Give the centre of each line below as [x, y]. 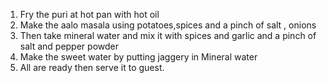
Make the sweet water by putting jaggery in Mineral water [138, 57]
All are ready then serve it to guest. [92, 67]
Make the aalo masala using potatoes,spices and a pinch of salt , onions [168, 25]
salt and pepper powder [69, 46]
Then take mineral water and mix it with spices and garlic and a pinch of [168, 35]
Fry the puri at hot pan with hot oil [89, 14]
